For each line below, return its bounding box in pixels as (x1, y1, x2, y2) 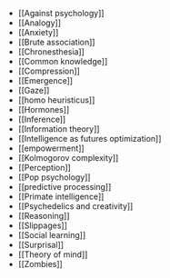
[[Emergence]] (17, 75, 74, 85)
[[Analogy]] (17, 17, 62, 28)
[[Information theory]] (17, 124, 100, 134)
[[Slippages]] (17, 220, 68, 231)
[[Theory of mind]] (17, 249, 88, 260)
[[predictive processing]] (17, 182, 112, 192)
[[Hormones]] (17, 104, 70, 114)
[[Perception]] (17, 163, 71, 173)
